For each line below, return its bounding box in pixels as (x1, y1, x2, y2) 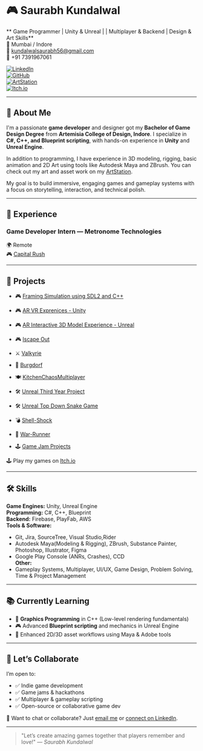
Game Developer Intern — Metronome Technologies (6, 227, 162, 236)
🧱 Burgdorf (14, 362, 43, 369)
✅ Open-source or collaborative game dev (14, 702, 121, 709)
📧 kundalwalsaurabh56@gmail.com (6, 47, 95, 54)
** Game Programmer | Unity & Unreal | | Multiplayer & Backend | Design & (6, 27, 192, 35)
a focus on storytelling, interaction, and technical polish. (6, 186, 146, 193)
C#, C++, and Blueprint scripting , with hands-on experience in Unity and (6, 136, 190, 144)
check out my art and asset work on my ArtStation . (6, 168, 133, 175)
